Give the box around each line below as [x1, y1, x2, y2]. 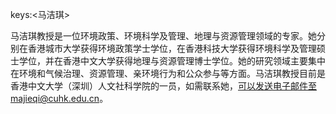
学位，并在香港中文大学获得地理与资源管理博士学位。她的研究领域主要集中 [18, 55, 326, 67]
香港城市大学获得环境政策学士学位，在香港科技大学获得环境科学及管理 [27, 43, 317, 54]
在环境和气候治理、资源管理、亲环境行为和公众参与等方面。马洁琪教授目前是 [10, 68, 326, 79]
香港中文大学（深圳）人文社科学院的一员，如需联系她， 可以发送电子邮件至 [10, 80, 317, 92]
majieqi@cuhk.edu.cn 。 [10, 93, 109, 104]
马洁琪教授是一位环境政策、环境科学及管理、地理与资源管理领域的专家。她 [10, 30, 317, 42]
